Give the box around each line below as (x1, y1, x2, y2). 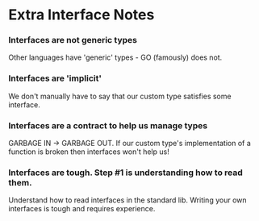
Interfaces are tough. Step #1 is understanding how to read (8, 167, 244, 178)
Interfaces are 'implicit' (8, 73, 102, 84)
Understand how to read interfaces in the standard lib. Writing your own (8, 195, 248, 205)
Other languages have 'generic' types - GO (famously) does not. (8, 52, 223, 62)
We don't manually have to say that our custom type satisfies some (8, 91, 232, 101)
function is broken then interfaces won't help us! (8, 147, 169, 156)
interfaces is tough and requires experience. (8, 204, 156, 214)
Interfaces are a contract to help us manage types (8, 119, 208, 131)
